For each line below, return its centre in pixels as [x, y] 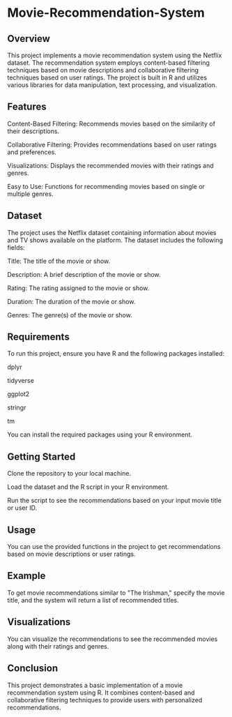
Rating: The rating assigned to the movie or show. [78, 288]
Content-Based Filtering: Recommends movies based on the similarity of [111, 123]
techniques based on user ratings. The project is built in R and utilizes [107, 77]
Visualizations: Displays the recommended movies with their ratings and [110, 165]
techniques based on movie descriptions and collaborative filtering [103, 70]
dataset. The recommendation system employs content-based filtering [109, 63]
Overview [29, 39]
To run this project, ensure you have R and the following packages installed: [116, 354]
